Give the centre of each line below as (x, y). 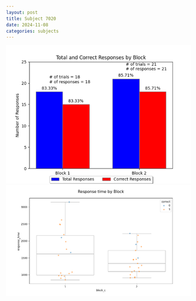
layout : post (22, 12)
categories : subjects (33, 31)
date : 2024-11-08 (27, 25)
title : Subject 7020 (31, 18)
